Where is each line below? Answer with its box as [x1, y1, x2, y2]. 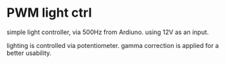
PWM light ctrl [6, 5, 92, 21]
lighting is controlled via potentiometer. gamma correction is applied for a [6, 41, 219, 49]
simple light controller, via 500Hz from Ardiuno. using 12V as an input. [6, 28, 209, 36]
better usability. [6, 49, 52, 57]
